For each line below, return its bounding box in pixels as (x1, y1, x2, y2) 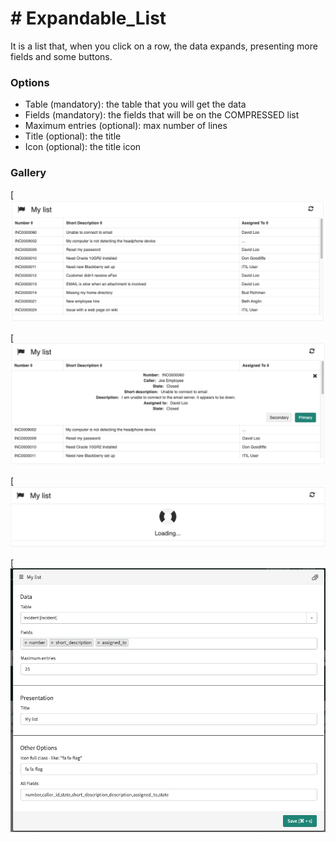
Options (10, 75, 50, 89)
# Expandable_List (10, 7, 167, 30)
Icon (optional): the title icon (24, 141, 142, 153)
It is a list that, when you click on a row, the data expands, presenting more (10, 40, 318, 52)
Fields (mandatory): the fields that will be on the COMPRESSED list (24, 109, 300, 121)
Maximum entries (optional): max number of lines (24, 120, 228, 132)
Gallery (10, 166, 47, 180)
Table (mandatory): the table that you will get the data (24, 98, 247, 111)
